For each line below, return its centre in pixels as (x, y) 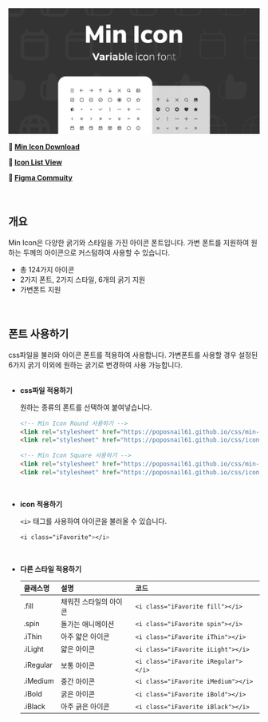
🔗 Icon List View (35, 162)
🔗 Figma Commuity (41, 178)
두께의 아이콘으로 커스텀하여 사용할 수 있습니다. (96, 252)
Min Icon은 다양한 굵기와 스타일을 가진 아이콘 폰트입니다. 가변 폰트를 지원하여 (129, 242)
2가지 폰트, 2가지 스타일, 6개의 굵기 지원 (83, 280)
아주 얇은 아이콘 (85, 637)
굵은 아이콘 (78, 694)
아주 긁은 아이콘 (85, 707)
